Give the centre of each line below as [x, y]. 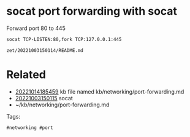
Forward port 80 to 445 [36, 28]
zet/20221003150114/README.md [45, 50]
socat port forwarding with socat [92, 11]
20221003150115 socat [44, 98]
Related [26, 75]
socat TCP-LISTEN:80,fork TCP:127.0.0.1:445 [64, 39]
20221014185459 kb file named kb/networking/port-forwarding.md [100, 91]
